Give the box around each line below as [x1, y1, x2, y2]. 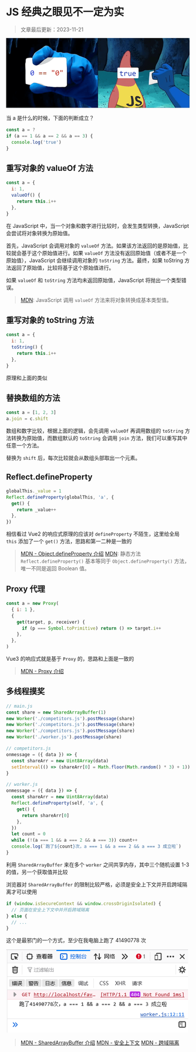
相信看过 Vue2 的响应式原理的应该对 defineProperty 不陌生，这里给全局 [6, 530, 180, 537]
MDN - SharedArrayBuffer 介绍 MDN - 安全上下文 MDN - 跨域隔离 [20, 1039, 180, 1046]
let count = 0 [11, 831, 46, 837]
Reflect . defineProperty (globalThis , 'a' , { [6, 494, 114, 500]
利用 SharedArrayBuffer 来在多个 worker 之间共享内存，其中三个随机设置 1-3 [6, 861, 190, 868]
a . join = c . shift [6, 416, 49, 422]
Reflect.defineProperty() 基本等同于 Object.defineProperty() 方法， [20, 557, 190, 564]
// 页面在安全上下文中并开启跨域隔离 [11, 907, 90, 913]
